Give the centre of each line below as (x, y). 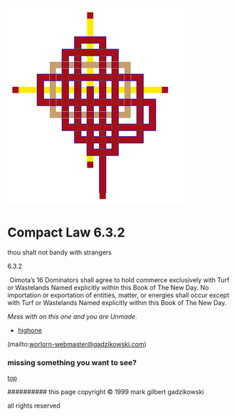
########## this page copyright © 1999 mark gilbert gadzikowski (106, 392)
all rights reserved (34, 406)
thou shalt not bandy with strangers (60, 252)
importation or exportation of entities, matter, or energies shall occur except (118, 295)
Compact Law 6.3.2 (67, 233)
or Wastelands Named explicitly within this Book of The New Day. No (108, 287)
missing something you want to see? (72, 362)
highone (30, 330)
